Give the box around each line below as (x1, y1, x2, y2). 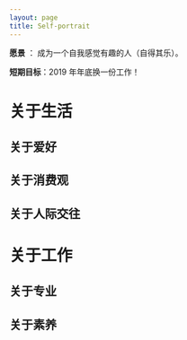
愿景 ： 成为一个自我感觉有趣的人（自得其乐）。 (9, 47, 183, 58)
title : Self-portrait (9, 22, 91, 31)
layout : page (9, 13, 58, 22)
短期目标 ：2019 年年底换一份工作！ (9, 66, 140, 77)
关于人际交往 (9, 205, 81, 221)
